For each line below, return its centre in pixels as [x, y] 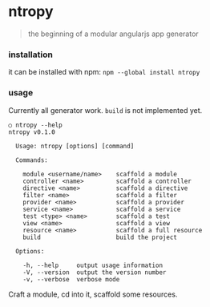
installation [31, 55]
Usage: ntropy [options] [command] [75, 146]
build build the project [100, 237]
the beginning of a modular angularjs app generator [113, 34]
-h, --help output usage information [93, 265]
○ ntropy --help [35, 125]
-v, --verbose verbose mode [71, 279]
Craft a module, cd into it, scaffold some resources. [93, 294]
